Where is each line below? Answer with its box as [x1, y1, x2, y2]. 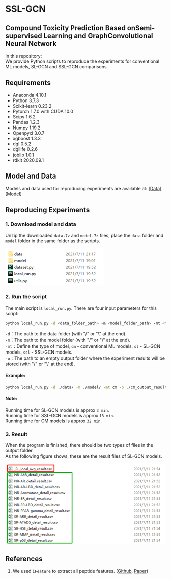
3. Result [5, 431, 28, 438]
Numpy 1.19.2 [12, 124, 41, 131]
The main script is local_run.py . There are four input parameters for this [5, 305, 157, 311]
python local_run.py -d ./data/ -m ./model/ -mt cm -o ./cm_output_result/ [5, 385, 169, 390]
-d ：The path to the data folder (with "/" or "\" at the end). [5, 331, 127, 337]
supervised [5, 31, 42, 40]
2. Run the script [5, 293, 47, 300]
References [5, 555, 43, 563]
